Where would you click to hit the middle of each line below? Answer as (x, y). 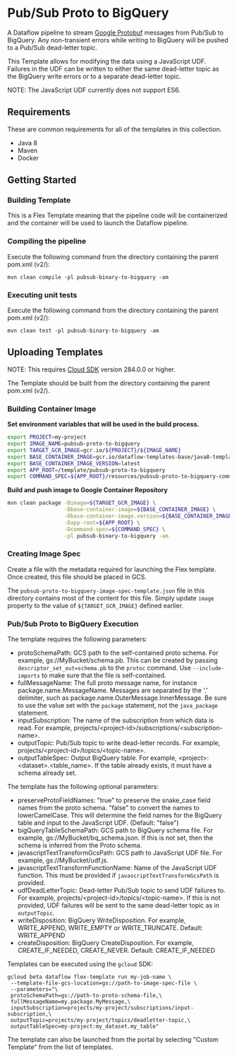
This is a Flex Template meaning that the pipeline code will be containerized (117, 215)
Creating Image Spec (44, 554)
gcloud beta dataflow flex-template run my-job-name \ (90, 977)
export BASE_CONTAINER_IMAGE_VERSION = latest (74, 463)
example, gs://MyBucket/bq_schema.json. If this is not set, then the (115, 838)
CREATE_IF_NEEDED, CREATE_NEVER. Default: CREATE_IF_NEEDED (116, 951)
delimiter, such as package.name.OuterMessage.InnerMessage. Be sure (122, 698)
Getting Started (42, 180)
